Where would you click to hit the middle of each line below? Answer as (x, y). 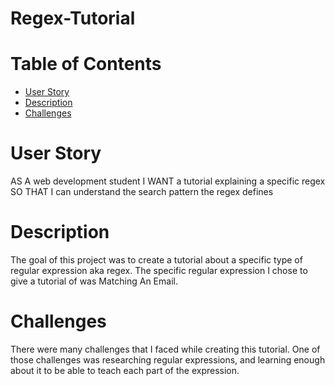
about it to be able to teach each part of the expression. (125, 370)
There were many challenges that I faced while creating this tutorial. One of (165, 349)
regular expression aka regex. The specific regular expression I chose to (159, 270)
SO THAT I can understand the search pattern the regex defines (142, 192)
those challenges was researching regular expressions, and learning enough (168, 359)
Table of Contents (86, 64)
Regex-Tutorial (73, 18)
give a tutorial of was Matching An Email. (94, 281)
